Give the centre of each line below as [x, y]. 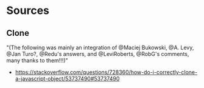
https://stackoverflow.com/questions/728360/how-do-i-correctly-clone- [106, 72]
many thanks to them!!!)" [37, 60]
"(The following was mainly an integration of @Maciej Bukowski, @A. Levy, [100, 47]
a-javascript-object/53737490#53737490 [67, 79]
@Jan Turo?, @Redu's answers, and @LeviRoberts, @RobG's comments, [98, 54]
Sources [28, 11]
